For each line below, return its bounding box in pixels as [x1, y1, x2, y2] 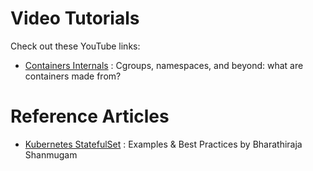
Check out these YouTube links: [10, 40, 141, 52]
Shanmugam [24, 148, 78, 161]
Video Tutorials [10, 7, 140, 30]
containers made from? [24, 70, 122, 82]
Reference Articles [10, 105, 170, 128]
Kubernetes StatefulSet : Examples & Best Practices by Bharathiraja [24, 138, 303, 150]
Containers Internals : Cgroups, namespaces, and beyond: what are [24, 59, 304, 71]
